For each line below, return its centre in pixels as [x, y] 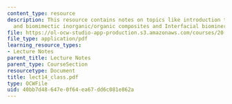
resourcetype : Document [41, 70]
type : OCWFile [28, 83]
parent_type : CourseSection [48, 64]
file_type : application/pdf [48, 39]
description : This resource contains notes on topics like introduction [114, 20]
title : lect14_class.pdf [43, 77]
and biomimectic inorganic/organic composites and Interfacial [106, 26]
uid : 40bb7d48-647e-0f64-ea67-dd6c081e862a [71, 90]
